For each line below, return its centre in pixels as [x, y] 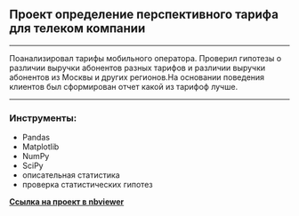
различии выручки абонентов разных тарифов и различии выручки [137, 68]
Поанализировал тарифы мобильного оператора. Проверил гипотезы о [145, 58]
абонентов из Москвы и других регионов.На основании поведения [137, 77]
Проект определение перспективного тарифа [144, 15]
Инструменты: [43, 117]
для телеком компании [77, 29]
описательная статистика [71, 175]
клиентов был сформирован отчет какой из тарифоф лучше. [124, 86]
